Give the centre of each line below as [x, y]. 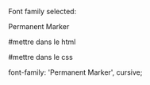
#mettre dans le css [40, 57]
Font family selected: [42, 11]
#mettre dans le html [42, 42]
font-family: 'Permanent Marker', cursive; [75, 72]
